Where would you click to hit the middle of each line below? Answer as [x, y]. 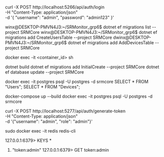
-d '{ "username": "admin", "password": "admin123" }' [59, 17]
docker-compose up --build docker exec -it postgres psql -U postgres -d [79, 96]
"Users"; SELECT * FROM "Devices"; [43, 87]
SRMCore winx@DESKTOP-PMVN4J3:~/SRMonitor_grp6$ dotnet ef [89, 32]
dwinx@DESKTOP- [132, 37]
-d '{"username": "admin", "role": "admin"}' [49, 121]
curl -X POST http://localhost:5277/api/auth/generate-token [65, 111]
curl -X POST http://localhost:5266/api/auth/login [55, 7]
